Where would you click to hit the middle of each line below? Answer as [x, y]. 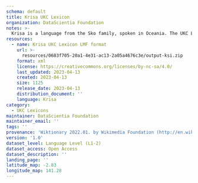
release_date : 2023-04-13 [49, 89]
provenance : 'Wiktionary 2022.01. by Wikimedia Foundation [80, 133]
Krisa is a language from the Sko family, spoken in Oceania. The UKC [100, 34]
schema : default [26, 12]
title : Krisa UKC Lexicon [38, 17]
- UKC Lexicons [30, 110]
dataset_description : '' [37, 154]
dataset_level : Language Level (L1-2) [54, 143]
